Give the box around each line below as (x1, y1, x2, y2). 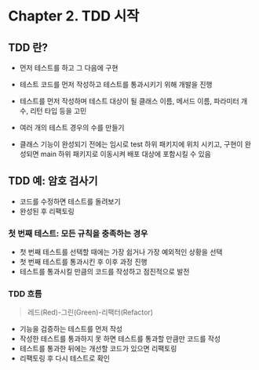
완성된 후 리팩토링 (19, 206, 75, 216)
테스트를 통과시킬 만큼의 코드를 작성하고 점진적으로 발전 (19, 267, 190, 277)
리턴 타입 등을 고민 (30, 107, 87, 115)
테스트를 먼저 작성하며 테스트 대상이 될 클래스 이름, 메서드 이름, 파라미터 (19, 96, 239, 106)
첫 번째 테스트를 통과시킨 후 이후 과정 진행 (19, 257, 148, 267)
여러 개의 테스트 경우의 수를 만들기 (19, 123, 125, 132)
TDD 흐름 (8, 288, 42, 299)
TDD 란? (8, 41, 49, 54)
